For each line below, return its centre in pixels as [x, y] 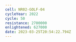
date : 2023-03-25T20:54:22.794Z [38, 32]
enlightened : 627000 [26, 28]
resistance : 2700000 [26, 23]
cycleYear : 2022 [22, 14]
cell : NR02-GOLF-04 [25, 9]
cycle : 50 [15, 18]
